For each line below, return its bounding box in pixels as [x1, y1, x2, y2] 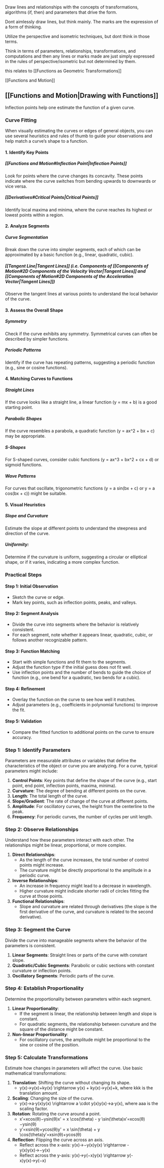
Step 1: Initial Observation [5, 583, 59, 589]
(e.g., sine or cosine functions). [5, 364, 68, 370]
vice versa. [5, 183, 27, 189]
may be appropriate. [5, 433, 46, 439]
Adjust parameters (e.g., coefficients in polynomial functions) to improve [12, 702, 158, 708]
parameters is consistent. [5, 942, 56, 948]
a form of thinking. [5, 24, 42, 30]
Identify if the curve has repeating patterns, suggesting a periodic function [5, 359, 155, 365]
